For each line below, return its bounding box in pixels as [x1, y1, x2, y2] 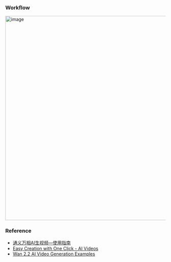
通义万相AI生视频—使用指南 [12, 240, 71, 246]
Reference [5, 227, 32, 234]
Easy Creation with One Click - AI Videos [12, 245, 98, 251]
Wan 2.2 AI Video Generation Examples [12, 251, 95, 257]
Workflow [5, 4, 31, 11]
